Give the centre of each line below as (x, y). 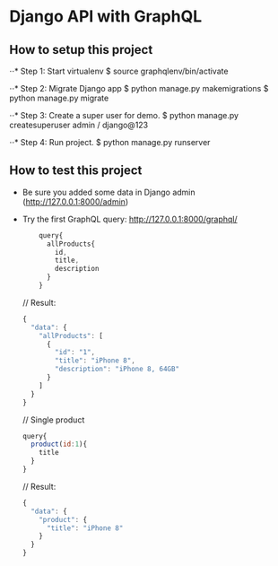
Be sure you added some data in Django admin (109, 192)
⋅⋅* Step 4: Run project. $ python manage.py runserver (110, 142)
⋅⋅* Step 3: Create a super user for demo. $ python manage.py (124, 115)
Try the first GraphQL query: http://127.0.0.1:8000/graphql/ (130, 219)
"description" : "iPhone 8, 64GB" (117, 370)
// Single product (53, 420)
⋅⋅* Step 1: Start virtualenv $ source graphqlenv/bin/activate (119, 71)
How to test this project (76, 171)
